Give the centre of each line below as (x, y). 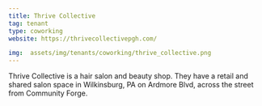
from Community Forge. (48, 93)
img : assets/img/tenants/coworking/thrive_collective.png (110, 53)
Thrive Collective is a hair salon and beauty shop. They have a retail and (129, 76)
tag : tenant (28, 23)
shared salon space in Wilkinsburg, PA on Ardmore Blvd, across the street (131, 85)
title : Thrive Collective (52, 16)
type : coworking (36, 31)
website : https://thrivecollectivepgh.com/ (83, 38)
